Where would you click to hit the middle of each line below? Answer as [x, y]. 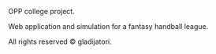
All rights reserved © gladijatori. [60, 41]
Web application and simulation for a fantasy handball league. [108, 26]
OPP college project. [41, 11]
